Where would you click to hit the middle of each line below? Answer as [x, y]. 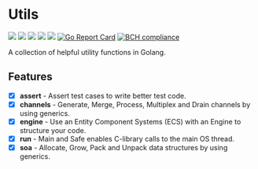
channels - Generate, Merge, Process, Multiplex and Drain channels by [135, 104]
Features [30, 77]
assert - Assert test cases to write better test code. [103, 95]
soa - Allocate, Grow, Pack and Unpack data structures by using [123, 147]
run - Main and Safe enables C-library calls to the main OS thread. [127, 138]
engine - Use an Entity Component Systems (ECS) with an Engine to [130, 121]
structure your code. [53, 130]
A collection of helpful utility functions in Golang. [87, 52]
